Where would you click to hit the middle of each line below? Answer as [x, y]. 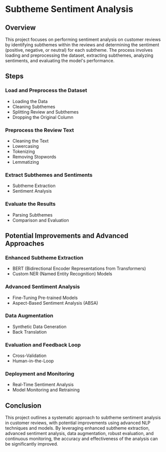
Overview [21, 28]
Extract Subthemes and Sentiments [49, 175]
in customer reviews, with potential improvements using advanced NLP [78, 423]
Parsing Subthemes [33, 215]
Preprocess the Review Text [40, 130]
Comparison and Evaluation [41, 220]
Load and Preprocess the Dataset [46, 91]
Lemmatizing [26, 162]
